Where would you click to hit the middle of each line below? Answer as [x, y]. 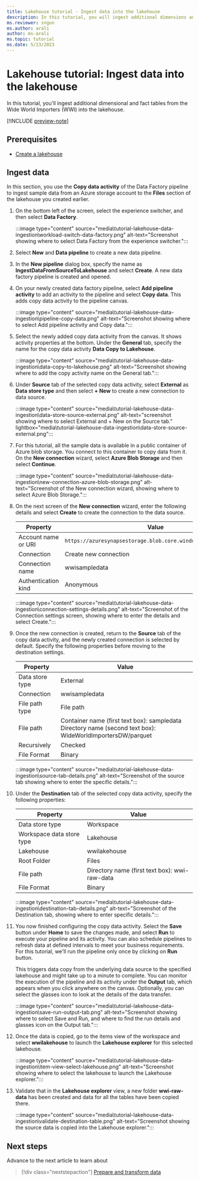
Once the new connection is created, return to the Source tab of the [98, 634]
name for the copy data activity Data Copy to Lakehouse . [85, 349]
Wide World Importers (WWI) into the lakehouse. [66, 109]
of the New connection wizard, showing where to [119, 488]
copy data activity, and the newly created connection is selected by [97, 640]
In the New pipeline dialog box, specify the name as [79, 264]
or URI [27, 545]
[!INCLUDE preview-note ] [38, 121]
